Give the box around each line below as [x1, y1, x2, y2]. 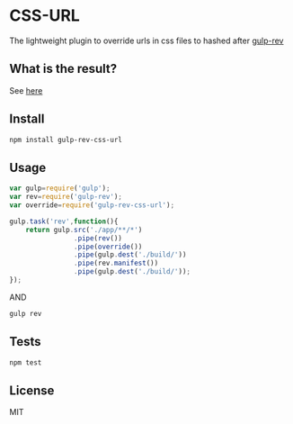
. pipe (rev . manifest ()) [73, 258, 159, 268]
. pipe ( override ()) [73, 242, 143, 251]
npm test [9, 357, 42, 367]
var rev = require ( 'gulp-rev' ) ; [9, 193, 123, 202]
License [9, 383, 55, 398]
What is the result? [9, 61, 118, 77]
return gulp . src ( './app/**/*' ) [25, 225, 143, 234]
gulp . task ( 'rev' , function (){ [9, 217, 119, 226]
